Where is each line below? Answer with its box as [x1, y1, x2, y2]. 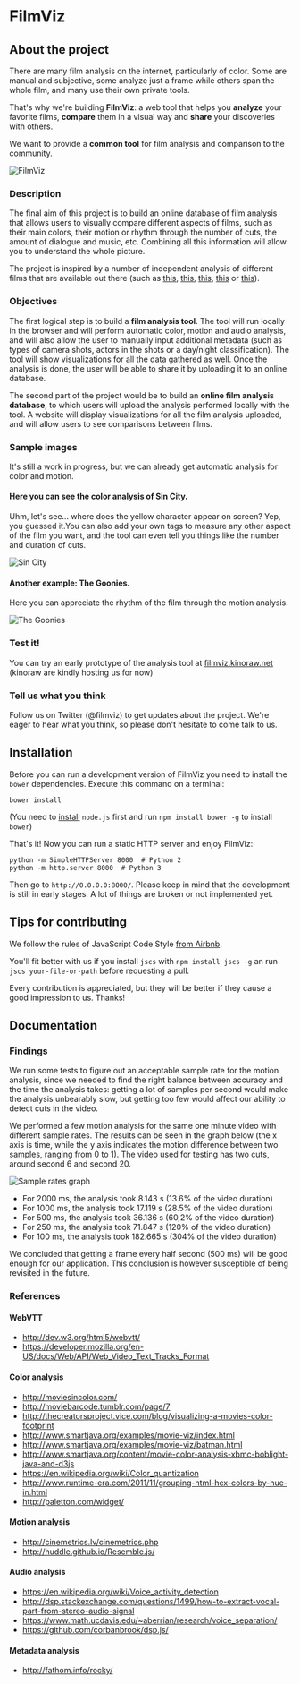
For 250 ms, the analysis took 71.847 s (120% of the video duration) [21, 1222, 271, 1233]
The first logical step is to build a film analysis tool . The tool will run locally [9, 315, 286, 326]
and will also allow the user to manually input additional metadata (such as [9, 334, 283, 346]
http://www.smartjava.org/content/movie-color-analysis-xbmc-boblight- [21, 1449, 289, 1459]
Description [9, 187, 62, 200]
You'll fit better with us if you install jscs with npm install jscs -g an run [9, 955, 279, 966]
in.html [21, 1486, 48, 1497]
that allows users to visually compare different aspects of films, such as [9, 218, 273, 228]
